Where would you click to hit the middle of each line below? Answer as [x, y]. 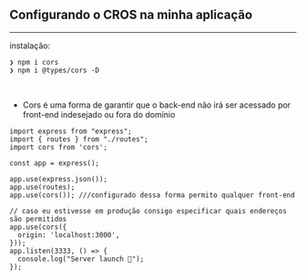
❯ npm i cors [34, 62]
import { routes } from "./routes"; [79, 139]
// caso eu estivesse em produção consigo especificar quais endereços [148, 211]
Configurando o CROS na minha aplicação [131, 15]
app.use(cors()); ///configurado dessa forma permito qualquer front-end [153, 195]
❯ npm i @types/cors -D [55, 70]
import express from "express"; [71, 131]
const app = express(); [55, 163]
